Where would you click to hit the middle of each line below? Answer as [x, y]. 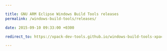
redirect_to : [19, 37]
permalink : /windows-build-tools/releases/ [51, 19]
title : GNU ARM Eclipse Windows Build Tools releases [62, 14]
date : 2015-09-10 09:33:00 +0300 [40, 28]
